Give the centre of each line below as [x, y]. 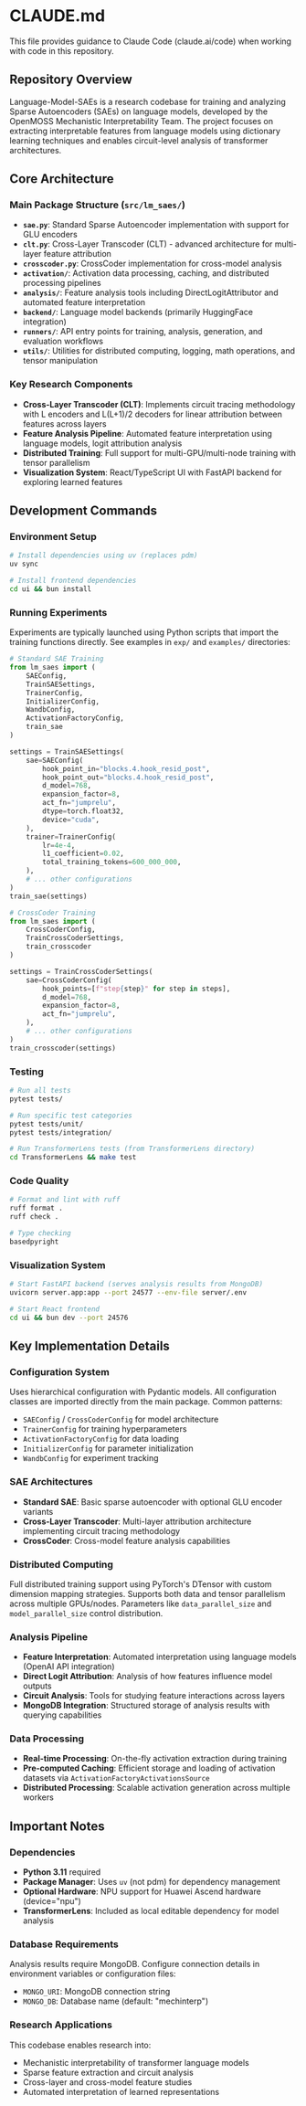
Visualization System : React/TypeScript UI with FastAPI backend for [152, 472]
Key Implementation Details [90, 1346]
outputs [37, 1686]
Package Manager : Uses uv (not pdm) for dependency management [151, 1882]
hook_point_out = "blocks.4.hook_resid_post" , [128, 778]
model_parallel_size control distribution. [86, 1613]
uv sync [24, 564]
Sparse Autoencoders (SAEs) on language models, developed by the [138, 111]
